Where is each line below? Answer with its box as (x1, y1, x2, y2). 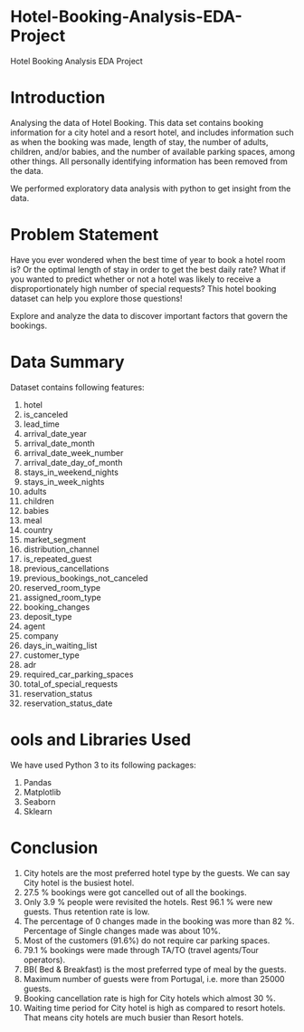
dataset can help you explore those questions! (10, 293, 183, 304)
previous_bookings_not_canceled (23, 573, 148, 584)
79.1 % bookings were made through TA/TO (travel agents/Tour (23, 944, 259, 955)
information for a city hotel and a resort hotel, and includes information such (10, 127, 294, 138)
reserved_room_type (23, 582, 101, 593)
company (23, 630, 59, 641)
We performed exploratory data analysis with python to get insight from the (10, 183, 291, 194)
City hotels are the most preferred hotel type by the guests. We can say (23, 867, 290, 878)
